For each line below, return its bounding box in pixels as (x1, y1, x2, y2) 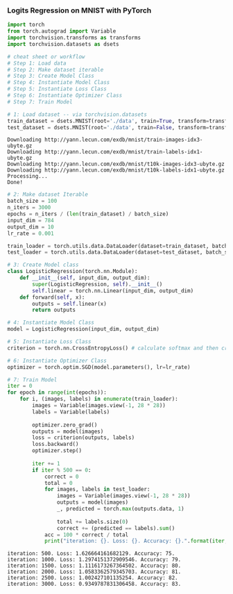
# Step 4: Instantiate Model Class (7, 79, 110, 86)
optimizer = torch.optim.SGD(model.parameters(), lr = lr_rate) (7, 363, 191, 370)
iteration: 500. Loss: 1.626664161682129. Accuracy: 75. (7, 550, 175, 557)
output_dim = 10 (7, 223, 54, 231)
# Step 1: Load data (7, 60, 67, 67)
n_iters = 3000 (7, 204, 51, 211)
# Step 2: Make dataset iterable (7, 66, 104, 73)
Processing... (7, 173, 49, 180)
